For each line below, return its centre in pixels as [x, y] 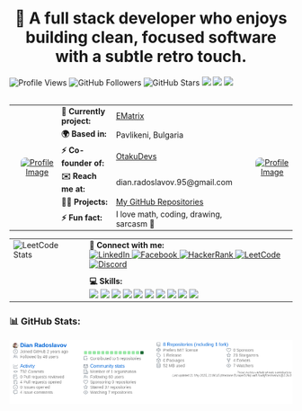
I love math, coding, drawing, [169, 214]
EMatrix [130, 116]
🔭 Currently [84, 111]
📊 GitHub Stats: [45, 321]
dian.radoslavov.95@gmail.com [174, 183]
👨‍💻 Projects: [84, 201]
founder [77, 163]
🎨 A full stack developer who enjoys [151, 18]
